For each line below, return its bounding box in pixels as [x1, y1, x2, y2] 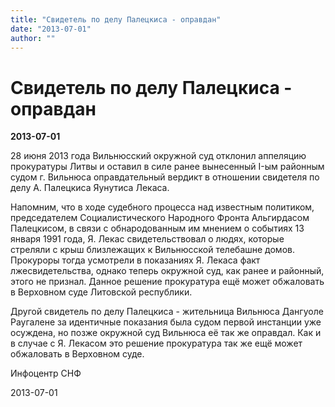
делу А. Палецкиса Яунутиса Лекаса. [10, 182, 170, 194]
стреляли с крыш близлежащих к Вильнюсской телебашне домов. [10, 244, 295, 256]
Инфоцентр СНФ [10, 367, 82, 380]
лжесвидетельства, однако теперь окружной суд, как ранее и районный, [10, 265, 325, 277]
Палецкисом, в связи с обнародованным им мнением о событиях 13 [10, 222, 305, 235]
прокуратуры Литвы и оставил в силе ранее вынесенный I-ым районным [10, 161, 325, 173]
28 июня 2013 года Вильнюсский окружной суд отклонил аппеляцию [10, 150, 307, 162]
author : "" [10, 33, 56, 43]
